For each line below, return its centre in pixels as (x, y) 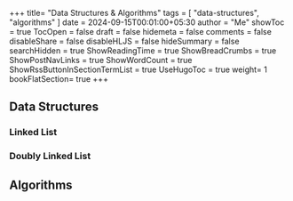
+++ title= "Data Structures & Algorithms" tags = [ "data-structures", (134, 13)
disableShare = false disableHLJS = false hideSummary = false (124, 41)
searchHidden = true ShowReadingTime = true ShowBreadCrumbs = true (143, 51)
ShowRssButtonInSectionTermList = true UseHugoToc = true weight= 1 (139, 69)
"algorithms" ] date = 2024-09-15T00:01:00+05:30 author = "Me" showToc (147, 22)
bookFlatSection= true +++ (59, 79)
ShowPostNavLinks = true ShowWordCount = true (101, 60)
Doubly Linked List (50, 157)
